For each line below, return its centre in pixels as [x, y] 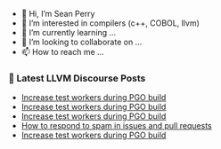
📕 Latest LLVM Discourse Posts [77, 78]
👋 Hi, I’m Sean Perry [58, 14]
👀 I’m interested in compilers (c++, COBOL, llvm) [110, 23]
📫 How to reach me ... [62, 52]
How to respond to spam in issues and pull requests [116, 126]
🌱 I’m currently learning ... [69, 32]
